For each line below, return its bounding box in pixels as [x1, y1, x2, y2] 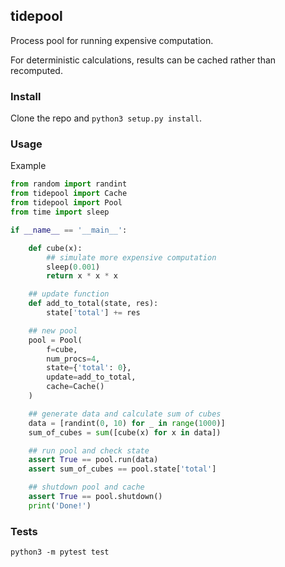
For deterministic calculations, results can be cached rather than [10, 54, 277, 66]
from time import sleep [10, 207, 110, 218]
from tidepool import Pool [10, 198, 123, 208]
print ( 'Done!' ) [28, 500, 92, 511]
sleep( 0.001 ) [46, 262, 101, 272]
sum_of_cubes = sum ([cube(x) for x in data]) [28, 427, 222, 438]
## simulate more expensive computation [46, 252, 217, 263]
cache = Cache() [46, 382, 105, 392]
